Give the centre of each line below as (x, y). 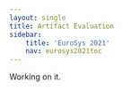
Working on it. (35, 77)
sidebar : (26, 34)
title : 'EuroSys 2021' (68, 43)
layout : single (38, 18)
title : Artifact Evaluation (62, 26)
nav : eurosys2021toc (64, 51)
